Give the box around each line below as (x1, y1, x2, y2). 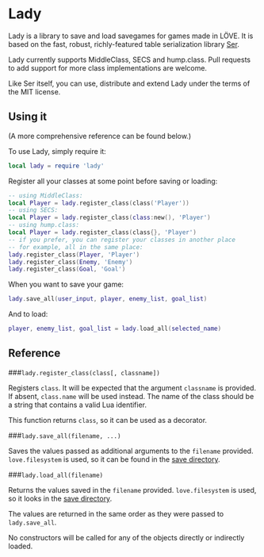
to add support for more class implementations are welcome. (8, 63, 208, 72)
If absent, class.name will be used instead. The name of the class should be (8, 391, 254, 401)
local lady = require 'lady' (8, 162, 105, 170)
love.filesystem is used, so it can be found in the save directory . (8, 454, 220, 464)
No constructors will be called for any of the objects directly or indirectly (8, 532, 245, 542)
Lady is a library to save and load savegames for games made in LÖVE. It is (8, 31, 254, 40)
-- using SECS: (8, 206, 59, 214)
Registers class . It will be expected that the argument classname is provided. (8, 382, 256, 393)
